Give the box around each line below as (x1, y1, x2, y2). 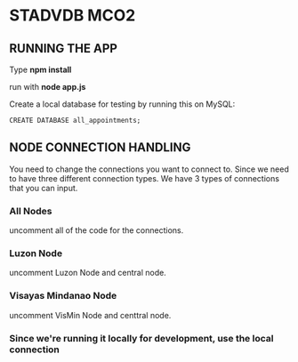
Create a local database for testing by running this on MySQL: (9, 99, 236, 109)
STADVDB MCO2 (9, 5, 136, 26)
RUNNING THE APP (9, 41, 118, 56)
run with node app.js (9, 82, 86, 92)
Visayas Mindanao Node (9, 290, 117, 302)
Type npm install (9, 64, 72, 75)
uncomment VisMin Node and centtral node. (9, 310, 172, 320)
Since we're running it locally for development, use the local (9, 332, 274, 344)
